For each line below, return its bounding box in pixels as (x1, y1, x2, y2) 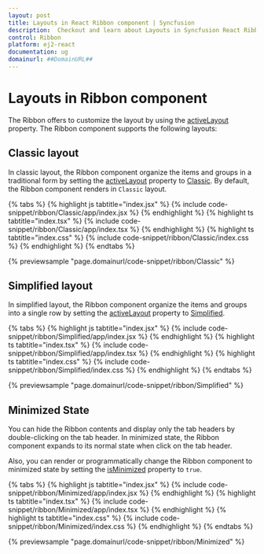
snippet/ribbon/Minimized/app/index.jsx (8, 489, 137, 498)
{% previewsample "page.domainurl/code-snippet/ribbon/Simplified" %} (8, 381, 244, 390)
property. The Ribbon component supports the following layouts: (8, 124, 218, 133)
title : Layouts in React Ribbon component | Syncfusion (8, 19, 195, 27)
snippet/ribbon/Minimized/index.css (8, 522, 125, 531)
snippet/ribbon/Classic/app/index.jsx (8, 208, 128, 217)
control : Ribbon (8, 33, 61, 42)
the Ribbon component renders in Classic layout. (8, 184, 167, 194)
